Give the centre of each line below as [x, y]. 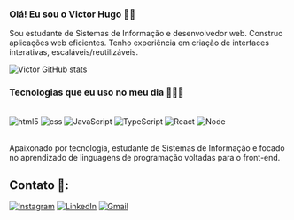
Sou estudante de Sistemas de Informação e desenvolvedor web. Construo [146, 34]
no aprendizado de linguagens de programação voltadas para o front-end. [145, 157]
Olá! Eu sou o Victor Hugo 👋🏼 [72, 14]
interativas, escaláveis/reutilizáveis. [74, 52]
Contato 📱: [39, 185]
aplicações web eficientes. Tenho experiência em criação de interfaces [139, 43]
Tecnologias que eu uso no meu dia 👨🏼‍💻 [97, 92]
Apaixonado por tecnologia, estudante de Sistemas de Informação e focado [147, 148]
